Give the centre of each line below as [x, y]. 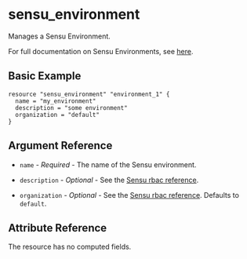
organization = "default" [58, 115]
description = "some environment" [71, 108]
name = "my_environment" [56, 101]
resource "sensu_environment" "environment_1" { [89, 94]
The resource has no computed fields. [70, 247]
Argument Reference [60, 146]
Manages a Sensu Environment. [60, 36]
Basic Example [45, 76]
